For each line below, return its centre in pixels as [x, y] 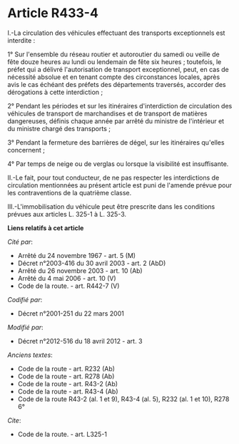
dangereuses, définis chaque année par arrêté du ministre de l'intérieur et [116, 121]
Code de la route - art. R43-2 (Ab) [68, 383]
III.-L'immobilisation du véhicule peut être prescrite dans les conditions [111, 206]
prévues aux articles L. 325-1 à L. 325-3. [67, 214]
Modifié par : [26, 327]
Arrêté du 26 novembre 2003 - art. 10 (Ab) [80, 270]
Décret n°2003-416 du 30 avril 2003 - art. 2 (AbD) [92, 263]
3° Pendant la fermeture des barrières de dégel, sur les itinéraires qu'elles [116, 142]
